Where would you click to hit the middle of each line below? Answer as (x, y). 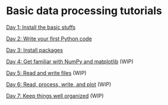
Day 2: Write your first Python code (49, 38)
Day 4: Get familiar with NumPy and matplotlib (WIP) (70, 61)
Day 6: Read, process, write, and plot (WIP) (59, 84)
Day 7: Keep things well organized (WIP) (55, 96)
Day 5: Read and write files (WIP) (46, 73)
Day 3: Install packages (35, 50)
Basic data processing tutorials (84, 11)
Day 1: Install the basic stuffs (41, 27)
